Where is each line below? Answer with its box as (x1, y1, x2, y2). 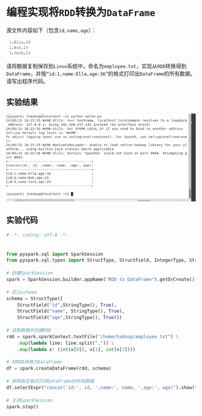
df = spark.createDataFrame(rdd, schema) (6, 365, 112, 371)
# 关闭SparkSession (6, 397, 54, 403)
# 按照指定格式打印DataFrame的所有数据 (6, 378, 94, 385)
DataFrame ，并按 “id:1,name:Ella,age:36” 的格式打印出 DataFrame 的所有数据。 (6, 70, 196, 77)
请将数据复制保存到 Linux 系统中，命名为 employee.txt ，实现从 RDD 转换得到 (6, 63, 187, 70)
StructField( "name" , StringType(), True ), (17, 308, 125, 314)
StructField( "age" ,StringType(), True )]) (17, 315, 122, 321)
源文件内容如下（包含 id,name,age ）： (6, 27, 97, 34)
